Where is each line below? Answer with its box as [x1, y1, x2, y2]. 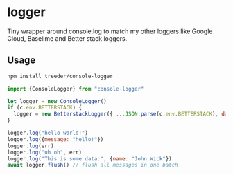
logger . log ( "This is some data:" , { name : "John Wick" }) [7, 155, 172, 163]
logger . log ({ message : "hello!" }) [7, 136, 104, 142]
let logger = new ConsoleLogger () [7, 98, 107, 104]
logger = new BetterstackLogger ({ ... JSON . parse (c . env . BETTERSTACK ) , [13, 111, 218, 118]
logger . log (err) [7, 142, 54, 149]
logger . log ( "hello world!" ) [7, 129, 89, 136]
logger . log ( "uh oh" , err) [7, 149, 82, 156]
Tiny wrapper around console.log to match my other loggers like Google [7, 27, 213, 35]
